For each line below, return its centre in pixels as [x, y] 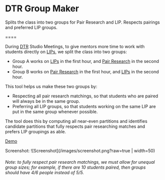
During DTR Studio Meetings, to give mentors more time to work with [75, 46]
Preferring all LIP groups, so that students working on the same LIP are [84, 106]
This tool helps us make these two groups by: [51, 86]
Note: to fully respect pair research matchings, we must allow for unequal [80, 162]
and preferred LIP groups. [31, 27]
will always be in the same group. [46, 101]
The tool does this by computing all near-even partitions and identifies [76, 121]
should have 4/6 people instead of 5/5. [45, 172]
